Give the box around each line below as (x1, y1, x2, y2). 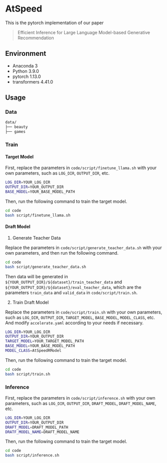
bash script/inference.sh (5, 453, 59, 458)
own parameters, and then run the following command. (5, 250, 119, 256)
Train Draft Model (12, 299, 49, 305)
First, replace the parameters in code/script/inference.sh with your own (5, 395, 155, 401)
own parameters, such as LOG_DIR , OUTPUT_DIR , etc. (5, 170, 110, 176)
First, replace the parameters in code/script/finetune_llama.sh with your (5, 165, 157, 171)
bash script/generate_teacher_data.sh (5, 264, 86, 269)
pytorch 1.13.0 (12, 73, 41, 80)
